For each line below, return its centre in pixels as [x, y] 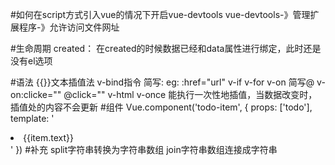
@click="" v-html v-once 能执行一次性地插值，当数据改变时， [190, 94]
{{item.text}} [48, 137]
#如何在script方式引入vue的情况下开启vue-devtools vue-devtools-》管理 [160, 14]
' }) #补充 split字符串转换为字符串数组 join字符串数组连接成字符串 [144, 149]
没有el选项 [31, 61]
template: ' [32, 118]
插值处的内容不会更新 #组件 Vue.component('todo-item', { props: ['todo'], [161, 107]
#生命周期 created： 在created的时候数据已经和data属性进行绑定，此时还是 [166, 48]
